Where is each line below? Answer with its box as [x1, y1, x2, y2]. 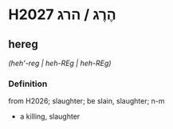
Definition [8, 78, 48, 89]
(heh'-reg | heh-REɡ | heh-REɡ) [8, 58, 112, 68]
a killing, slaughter [19, 111, 81, 121]
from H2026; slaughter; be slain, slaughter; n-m [8, 96, 165, 106]
